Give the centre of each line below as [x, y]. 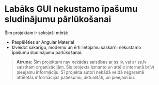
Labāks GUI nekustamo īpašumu [71, 9]
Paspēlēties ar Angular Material [43, 42]
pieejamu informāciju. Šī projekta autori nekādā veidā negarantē [80, 72]
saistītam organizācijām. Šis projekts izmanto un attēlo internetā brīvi [85, 67]
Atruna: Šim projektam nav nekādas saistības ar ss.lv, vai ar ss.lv [81, 62]
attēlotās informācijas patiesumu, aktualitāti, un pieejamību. [76, 77]
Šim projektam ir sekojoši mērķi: [36, 33]
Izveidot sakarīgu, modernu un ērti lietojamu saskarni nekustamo [76, 47]
